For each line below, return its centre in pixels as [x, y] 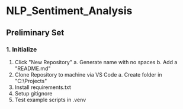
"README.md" [33, 68]
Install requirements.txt [43, 87]
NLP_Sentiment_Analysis [69, 11]
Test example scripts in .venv [50, 100]
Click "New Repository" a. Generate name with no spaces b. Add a [96, 62]
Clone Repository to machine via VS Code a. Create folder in [88, 74]
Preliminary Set [35, 33]
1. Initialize [22, 49]
